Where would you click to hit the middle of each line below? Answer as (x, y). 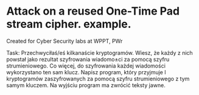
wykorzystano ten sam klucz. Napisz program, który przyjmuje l (86, 72)
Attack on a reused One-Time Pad (93, 11)
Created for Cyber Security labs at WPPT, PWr (65, 41)
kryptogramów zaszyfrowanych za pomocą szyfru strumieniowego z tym (98, 79)
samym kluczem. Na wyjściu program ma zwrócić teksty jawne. (86, 85)
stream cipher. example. (69, 24)
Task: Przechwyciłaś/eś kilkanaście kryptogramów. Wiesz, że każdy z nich (100, 52)
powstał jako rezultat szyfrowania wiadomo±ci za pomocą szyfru (88, 59)
